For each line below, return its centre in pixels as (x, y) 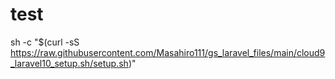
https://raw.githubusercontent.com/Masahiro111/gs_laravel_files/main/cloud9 (168, 52)
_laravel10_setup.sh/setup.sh (69, 63)
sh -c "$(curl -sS (45, 42)
